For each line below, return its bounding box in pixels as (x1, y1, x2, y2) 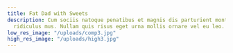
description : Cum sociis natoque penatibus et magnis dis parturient (7, 17, 213, 23)
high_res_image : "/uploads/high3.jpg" (7, 36, 119, 43)
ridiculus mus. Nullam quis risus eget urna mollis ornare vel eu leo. (13, 23, 225, 30)
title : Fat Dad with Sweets (7, 10, 89, 17)
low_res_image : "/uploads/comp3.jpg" (7, 29, 116, 36)
